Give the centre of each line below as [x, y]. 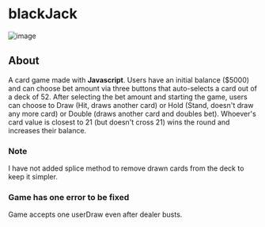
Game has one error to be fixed [69, 197]
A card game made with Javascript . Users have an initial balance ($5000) [129, 79]
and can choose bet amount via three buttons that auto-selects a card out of [132, 88]
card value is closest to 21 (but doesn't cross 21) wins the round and [119, 122]
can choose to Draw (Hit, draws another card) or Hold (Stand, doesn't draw [131, 105]
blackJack [43, 14]
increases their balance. [47, 130]
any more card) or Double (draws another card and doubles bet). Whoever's [132, 113]
